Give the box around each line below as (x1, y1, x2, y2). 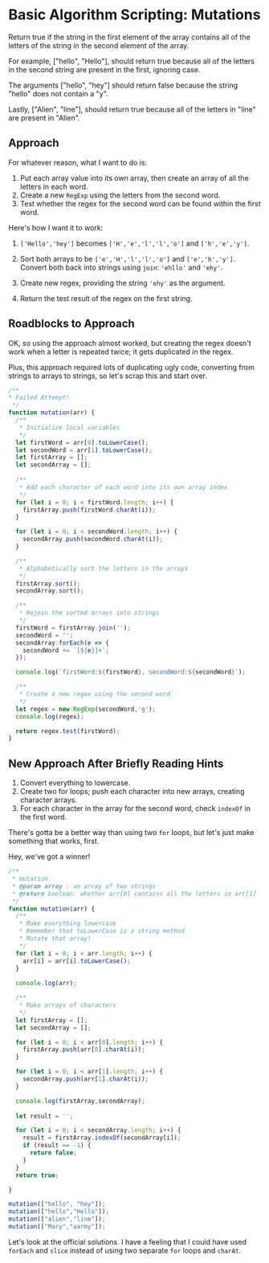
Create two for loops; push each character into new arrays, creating (19, 787, 245, 797)
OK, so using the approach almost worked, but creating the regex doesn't (8, 338, 251, 348)
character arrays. (19, 795, 78, 805)
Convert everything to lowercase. (19, 778, 131, 788)
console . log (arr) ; (15, 980, 78, 988)
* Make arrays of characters (18, 1001, 116, 1009)
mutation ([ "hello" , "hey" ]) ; (8, 1200, 106, 1208)
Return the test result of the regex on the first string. (19, 293, 193, 303)
